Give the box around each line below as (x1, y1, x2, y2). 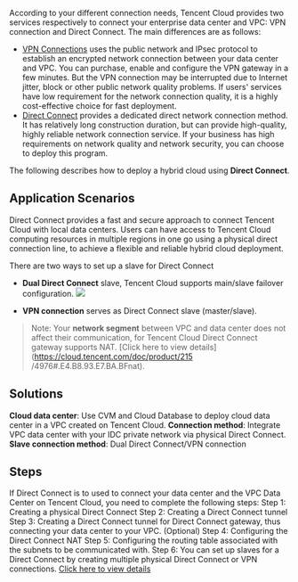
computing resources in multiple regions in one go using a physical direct (9, 234, 278, 244)
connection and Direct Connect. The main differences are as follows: (9, 27, 262, 37)
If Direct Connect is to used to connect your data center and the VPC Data (9, 488, 281, 498)
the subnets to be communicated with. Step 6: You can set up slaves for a (9, 545, 280, 555)
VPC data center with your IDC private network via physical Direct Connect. (9, 429, 286, 439)
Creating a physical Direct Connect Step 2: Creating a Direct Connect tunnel (9, 507, 288, 518)
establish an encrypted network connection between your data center (21, 53, 278, 63)
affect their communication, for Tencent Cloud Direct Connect (30, 332, 258, 342)
